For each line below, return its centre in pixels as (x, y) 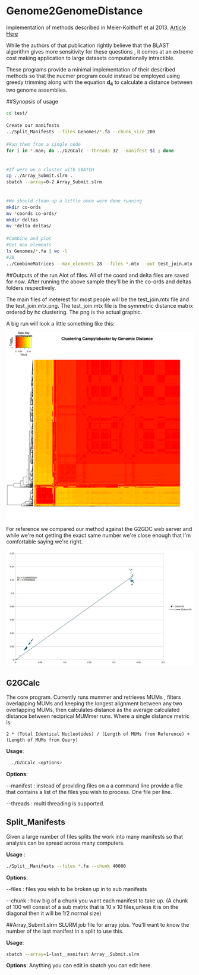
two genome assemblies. (37, 90)
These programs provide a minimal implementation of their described (91, 69)
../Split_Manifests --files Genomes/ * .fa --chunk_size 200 (81, 132)
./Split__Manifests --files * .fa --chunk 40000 (66, 866)
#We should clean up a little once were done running (74, 201)
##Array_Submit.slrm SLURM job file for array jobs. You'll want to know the (98, 924)
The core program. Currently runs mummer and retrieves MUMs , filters (94, 697)
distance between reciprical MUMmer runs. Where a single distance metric (98, 716)
